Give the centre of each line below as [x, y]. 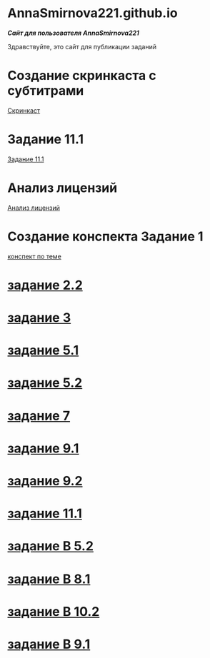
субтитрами [46, 91]
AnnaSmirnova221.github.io [92, 13]
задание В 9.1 [49, 644]
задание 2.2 [45, 285]
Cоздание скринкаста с [82, 76]
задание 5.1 [43, 350]
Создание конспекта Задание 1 [105, 236]
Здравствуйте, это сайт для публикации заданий [82, 46]
